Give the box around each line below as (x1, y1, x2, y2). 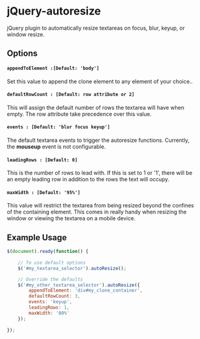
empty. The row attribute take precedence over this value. (7, 110, 152, 118)
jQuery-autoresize (7, 4, 101, 18)
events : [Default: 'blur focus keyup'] (7, 124, 111, 130)
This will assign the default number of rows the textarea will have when (7, 104, 184, 111)
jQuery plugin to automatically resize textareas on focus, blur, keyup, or (7, 24, 185, 32)
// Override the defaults (18, 276, 84, 283)
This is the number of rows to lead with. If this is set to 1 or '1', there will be (7, 169, 193, 176)
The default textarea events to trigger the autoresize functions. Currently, (7, 136, 190, 144)
